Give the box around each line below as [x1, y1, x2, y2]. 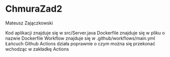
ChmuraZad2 [5, 3, 63, 15]
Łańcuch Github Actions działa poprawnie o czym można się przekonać [5, 40, 156, 46]
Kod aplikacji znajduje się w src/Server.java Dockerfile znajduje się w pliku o [5, 30, 165, 36]
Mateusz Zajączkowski [5, 20, 53, 26]
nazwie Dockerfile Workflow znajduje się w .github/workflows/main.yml [5, 35, 155, 41]
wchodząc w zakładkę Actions [5, 46, 69, 52]
